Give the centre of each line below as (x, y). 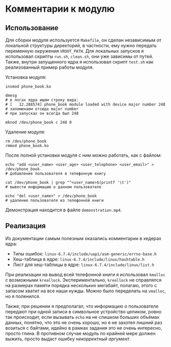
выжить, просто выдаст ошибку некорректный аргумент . (68, 339)
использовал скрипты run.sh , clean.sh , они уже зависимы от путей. (79, 56)
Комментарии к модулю (60, 9)
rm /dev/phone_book (26, 141)
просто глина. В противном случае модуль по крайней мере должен (80, 333)
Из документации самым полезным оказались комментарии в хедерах (83, 238)
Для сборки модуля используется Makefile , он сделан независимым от (83, 40)
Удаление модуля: (25, 132)
